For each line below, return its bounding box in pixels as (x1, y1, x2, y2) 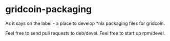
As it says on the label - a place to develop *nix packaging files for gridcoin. (5, 20, 165, 26)
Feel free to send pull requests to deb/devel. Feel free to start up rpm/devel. (5, 30, 165, 36)
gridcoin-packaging (5, 4, 92, 15)
